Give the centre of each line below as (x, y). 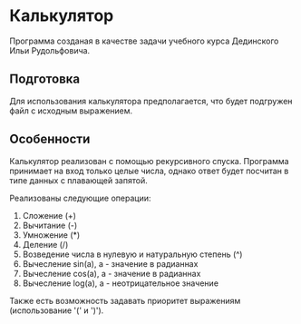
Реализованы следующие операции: (80, 198)
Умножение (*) (51, 235)
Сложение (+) (49, 215)
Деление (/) (45, 244)
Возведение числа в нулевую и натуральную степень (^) (132, 254)
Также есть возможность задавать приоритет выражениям (125, 300)
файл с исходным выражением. (71, 111)
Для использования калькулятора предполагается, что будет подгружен (151, 101)
